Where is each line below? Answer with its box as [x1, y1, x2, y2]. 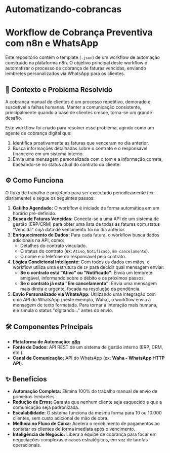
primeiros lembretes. [12, 394, 56, 400]
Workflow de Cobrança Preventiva [5, 27, 153, 39]
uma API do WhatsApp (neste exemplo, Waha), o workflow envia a [12, 296, 151, 302]
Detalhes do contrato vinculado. [20, 242, 87, 249]
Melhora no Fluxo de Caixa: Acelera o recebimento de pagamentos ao [12, 421, 160, 427]
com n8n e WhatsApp [5, 38, 99, 49]
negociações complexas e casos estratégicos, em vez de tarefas [12, 437, 148, 443]
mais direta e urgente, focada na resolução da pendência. [20, 286, 141, 292]
